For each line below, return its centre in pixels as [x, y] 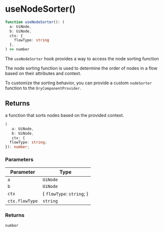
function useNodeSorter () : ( [35, 22]
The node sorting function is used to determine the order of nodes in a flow [81, 68]
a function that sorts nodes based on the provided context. [65, 115]
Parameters [19, 160]
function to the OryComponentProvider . [43, 88]
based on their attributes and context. [43, 73]
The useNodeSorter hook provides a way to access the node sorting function [82, 59]
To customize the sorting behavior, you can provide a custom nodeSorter [79, 83]
